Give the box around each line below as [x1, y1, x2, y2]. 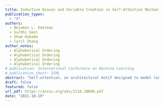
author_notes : [5, 43, 34, 48]
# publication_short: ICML [5, 71, 60, 76]
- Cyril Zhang [9, 39, 38, 44]
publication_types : [5, 12, 45, 17]
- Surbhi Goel [9, 30, 38, 35]
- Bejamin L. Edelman [9, 25, 54, 30]
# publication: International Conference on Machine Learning [5, 66, 134, 71]
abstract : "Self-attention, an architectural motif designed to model [5, 75, 152, 80]
